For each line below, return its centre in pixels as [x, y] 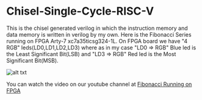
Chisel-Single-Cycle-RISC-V [80, 11]
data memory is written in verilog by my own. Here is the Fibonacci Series [99, 34]
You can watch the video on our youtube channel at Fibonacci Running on [99, 84]
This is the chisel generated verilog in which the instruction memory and [97, 28]
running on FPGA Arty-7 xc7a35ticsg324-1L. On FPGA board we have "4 [97, 41]
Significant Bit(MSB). [33, 60]
